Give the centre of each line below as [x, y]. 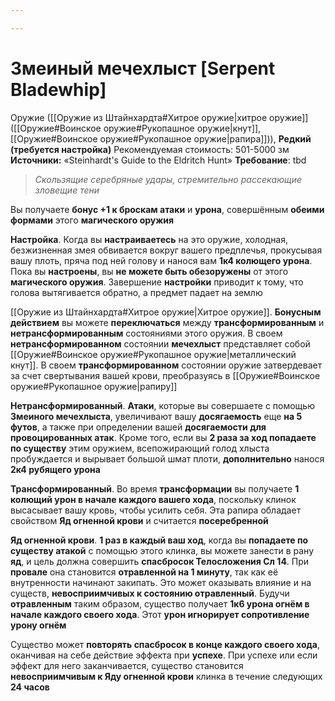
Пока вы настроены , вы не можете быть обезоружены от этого [149, 271]
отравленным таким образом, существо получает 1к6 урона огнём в [160, 603]
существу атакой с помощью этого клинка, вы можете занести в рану [162, 550]
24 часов [30, 687]
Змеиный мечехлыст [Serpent [143, 68]
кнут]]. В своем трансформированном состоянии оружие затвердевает [166, 365]
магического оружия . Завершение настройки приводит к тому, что [157, 282]
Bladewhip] [58, 89]
